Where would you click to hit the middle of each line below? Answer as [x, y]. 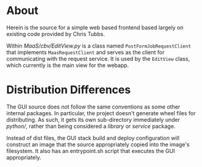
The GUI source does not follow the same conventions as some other [93, 107]
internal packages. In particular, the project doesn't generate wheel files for [101, 113]
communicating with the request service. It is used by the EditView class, [98, 59]
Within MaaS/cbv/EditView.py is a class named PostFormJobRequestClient [99, 46]
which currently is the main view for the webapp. [68, 65]
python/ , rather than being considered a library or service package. [91, 126]
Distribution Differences [69, 90]
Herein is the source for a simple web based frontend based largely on [95, 27]
